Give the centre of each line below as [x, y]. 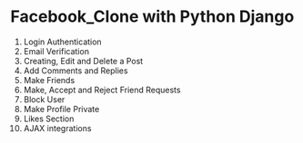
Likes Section [49, 119]
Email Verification [56, 51]
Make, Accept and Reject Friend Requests [102, 90]
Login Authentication [63, 42]
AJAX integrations [57, 128]
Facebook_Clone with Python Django [152, 17]
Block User [44, 99]
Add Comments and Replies [76, 71]
